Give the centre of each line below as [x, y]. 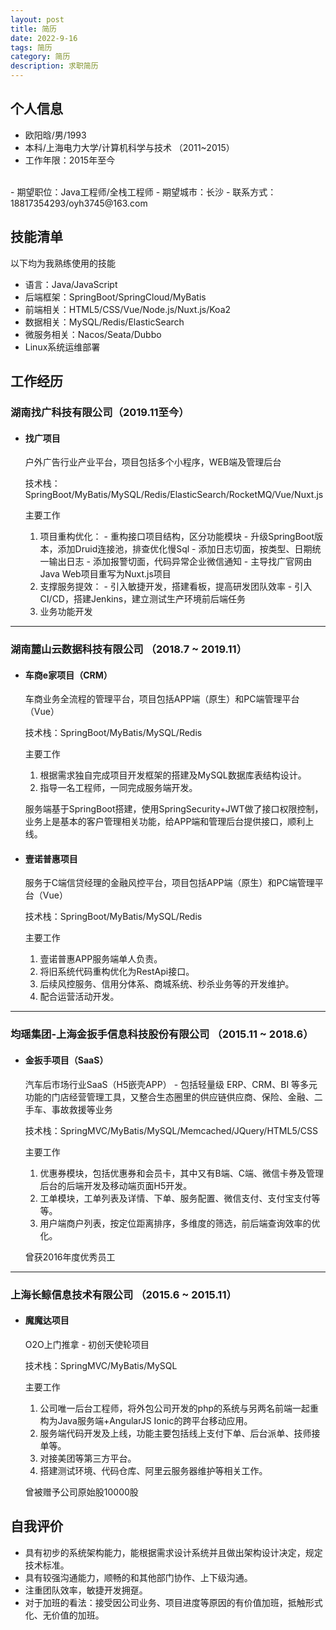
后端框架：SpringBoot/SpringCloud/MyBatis [115, 297]
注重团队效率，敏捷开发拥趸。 [86, 1590]
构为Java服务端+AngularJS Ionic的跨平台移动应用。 [146, 1420]
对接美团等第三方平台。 [88, 1458]
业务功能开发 [66, 612]
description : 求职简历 [54, 66]
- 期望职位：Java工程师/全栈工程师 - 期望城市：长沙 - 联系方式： [143, 192]
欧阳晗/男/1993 [55, 135]
